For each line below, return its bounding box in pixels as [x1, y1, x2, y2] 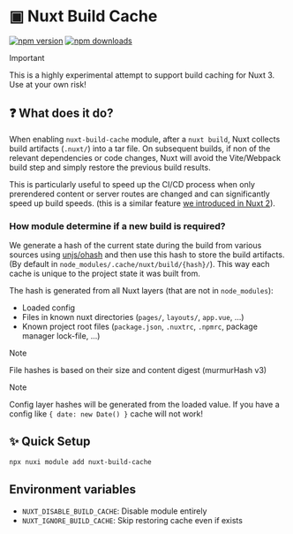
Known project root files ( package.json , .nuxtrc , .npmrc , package [21, 321, 259, 332]
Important [9, 52, 45, 63]
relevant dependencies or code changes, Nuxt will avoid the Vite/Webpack [9, 152, 281, 163]
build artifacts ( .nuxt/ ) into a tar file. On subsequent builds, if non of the [9, 143, 271, 154]
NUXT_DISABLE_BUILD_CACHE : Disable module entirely [21, 506, 207, 516]
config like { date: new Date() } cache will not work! [9, 408, 204, 419]
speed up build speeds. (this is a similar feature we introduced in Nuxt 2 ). [9, 197, 276, 209]
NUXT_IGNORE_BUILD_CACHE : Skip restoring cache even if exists [21, 515, 243, 525]
